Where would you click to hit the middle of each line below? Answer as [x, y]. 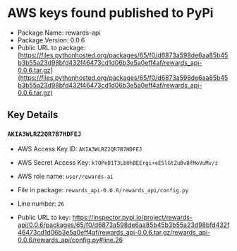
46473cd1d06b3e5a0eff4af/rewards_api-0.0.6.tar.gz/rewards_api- [114, 232]
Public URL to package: [51, 47]
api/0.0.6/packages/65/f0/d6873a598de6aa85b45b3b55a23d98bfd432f [123, 225]
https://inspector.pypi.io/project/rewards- [132, 217]
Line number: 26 [41, 204]
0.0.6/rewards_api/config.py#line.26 [70, 240]
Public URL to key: [44, 217]
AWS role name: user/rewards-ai [66, 176]
